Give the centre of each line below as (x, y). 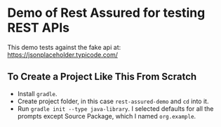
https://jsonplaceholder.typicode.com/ (62, 55)
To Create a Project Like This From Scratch (102, 77)
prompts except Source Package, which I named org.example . (107, 116)
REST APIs (39, 28)
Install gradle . (37, 93)
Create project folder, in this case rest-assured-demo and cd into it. (113, 101)
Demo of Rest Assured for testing (106, 13)
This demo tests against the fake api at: (64, 47)
